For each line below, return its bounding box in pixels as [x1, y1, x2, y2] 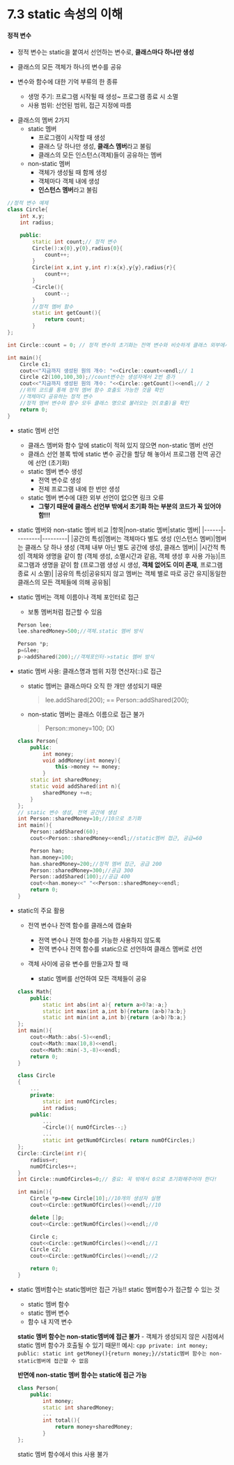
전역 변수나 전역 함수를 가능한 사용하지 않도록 [38, 936, 162, 944]
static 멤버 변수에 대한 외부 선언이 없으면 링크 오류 [27, 493, 164, 502]
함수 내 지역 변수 [27, 1317, 73, 1325]
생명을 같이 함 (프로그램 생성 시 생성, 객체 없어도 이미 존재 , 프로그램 [41, 560, 223, 569]
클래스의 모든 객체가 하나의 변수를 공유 [17, 63, 122, 71]
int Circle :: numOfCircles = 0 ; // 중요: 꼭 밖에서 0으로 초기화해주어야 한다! [17, 1176, 217, 1183]
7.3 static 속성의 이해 [7, 6, 123, 22]
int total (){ [42, 1417, 80, 1424]
